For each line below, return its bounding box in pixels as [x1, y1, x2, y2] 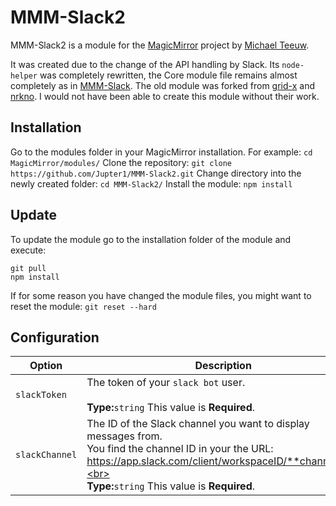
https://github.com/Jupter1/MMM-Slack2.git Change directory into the [10, 167, 302, 179]
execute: [10, 244, 47, 256]
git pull [10, 263, 47, 273]
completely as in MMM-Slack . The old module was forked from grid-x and [10, 79, 315, 91]
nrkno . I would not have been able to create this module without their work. [10, 90, 320, 102]
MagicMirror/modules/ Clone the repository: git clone [10, 156, 233, 168]
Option [29, 359, 63, 373]
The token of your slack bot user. [86, 376, 246, 390]
